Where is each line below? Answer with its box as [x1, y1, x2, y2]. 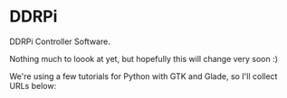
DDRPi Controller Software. [9, 36, 110, 47]
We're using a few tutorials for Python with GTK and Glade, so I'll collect [9, 70, 278, 82]
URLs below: [9, 80, 57, 91]
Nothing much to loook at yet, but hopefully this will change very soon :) [9, 53, 279, 64]
